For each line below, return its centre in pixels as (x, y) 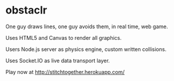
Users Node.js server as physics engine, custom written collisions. (86, 49)
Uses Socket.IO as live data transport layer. (58, 60)
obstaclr (26, 10)
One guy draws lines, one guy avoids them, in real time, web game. (87, 26)
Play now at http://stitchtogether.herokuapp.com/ (65, 72)
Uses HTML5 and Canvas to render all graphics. (63, 38)
